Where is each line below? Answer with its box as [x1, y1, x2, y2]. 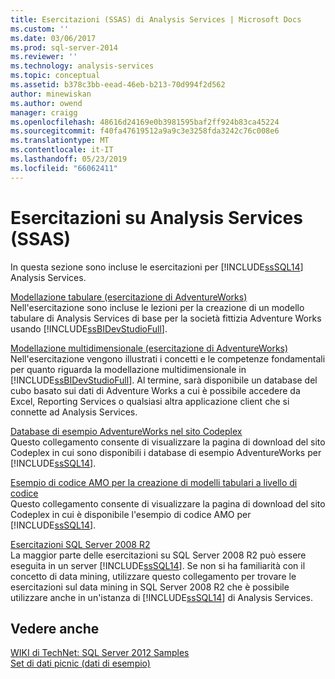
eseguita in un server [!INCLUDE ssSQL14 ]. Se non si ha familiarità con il [10, 559, 306, 571]
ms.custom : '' [10, 24, 70, 34]
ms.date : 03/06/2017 [10, 33, 97, 43]
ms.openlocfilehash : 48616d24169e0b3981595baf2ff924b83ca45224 [10, 117, 280, 127]
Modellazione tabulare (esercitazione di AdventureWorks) [10, 291, 248, 303]
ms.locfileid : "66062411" [10, 163, 118, 173]
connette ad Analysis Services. [10, 406, 138, 418]
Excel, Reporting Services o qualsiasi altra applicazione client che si [10, 395, 290, 407]
